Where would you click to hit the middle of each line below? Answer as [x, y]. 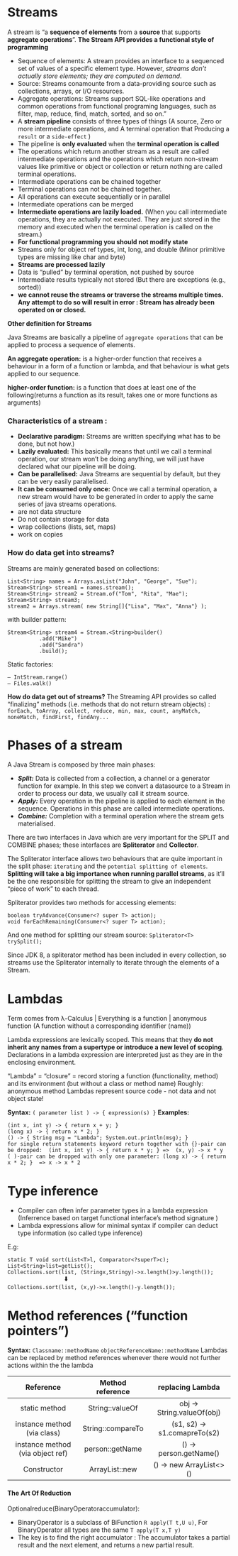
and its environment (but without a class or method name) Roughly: [106, 1084]
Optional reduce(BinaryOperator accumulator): [74, 1508]
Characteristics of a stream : [57, 421]
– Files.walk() [30, 683]
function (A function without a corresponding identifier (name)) [99, 1026]
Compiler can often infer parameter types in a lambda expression [113, 1210]
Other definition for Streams [50, 323]
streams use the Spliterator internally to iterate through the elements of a [113, 963]
